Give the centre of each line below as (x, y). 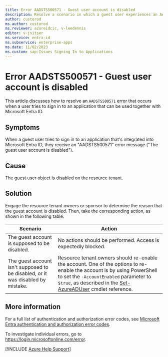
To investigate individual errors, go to (43, 334)
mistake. (17, 286)
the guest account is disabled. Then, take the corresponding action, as (78, 211)
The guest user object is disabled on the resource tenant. (64, 178)
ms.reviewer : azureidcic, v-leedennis (45, 29)
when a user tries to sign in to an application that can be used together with (83, 106)
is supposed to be (29, 243)
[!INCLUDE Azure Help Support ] (38, 349)
